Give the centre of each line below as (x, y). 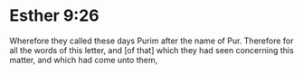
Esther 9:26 (54, 16)
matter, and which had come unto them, (84, 60)
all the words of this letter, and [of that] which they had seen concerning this (151, 50)
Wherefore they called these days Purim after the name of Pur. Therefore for (151, 41)
